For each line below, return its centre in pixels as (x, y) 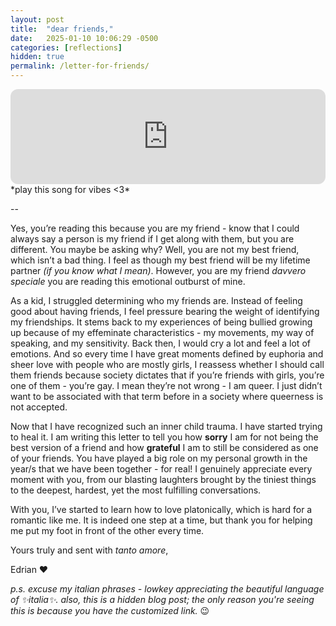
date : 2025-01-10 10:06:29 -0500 (84, 38)
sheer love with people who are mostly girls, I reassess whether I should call (167, 364)
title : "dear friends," (62, 29)
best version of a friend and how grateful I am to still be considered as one (164, 447)
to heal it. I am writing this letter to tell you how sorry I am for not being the (164, 437)
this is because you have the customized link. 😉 (110, 610)
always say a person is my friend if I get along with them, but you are (152, 239)
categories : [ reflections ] (66, 47)
